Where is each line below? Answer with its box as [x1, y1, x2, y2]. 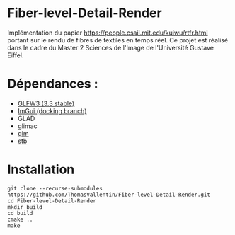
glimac [17, 122, 38, 130]
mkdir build [7, 203, 42, 210]
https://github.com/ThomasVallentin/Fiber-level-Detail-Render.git [7, 191, 211, 198]
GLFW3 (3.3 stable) [17, 99, 75, 108]
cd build [7, 210, 33, 217]
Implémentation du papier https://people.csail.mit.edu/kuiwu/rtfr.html [7, 28, 208, 37]
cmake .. [7, 216, 33, 223]
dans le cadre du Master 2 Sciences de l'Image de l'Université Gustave [7, 43, 214, 52]
